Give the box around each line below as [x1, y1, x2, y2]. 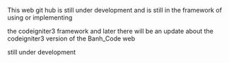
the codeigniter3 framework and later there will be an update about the [7, 27, 214, 35]
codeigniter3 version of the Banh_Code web [7, 34, 136, 43]
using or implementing [7, 13, 73, 22]
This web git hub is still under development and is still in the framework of [7, 6, 223, 14]
